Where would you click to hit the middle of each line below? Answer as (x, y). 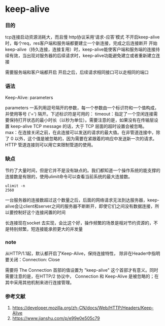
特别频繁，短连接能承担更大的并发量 (46, 229)
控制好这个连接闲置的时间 (39, 212)
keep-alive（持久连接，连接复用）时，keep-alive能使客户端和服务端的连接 (81, 49)
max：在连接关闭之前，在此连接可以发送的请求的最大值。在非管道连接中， (81, 132)
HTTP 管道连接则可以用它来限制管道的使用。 (50, 145)
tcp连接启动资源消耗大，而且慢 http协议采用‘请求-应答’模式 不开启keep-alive (82, 37)
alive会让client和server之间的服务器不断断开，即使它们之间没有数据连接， (80, 206)
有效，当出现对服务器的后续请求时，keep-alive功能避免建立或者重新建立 (82, 56)
